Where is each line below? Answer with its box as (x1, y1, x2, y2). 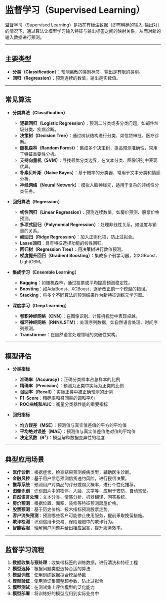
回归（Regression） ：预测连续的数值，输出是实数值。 (12, 75, 121, 81)
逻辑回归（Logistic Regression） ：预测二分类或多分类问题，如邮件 (19, 120, 155, 126)
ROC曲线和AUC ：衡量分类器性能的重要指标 (19, 401, 108, 407)
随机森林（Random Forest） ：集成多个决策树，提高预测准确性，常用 (19, 144, 158, 151)
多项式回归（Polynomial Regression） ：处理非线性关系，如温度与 (19, 221, 153, 228)
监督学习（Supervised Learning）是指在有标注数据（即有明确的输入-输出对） (5, 22, 160, 28)
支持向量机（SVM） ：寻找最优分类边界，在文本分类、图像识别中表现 (19, 157, 158, 163)
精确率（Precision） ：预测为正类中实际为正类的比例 (19, 383, 124, 389)
